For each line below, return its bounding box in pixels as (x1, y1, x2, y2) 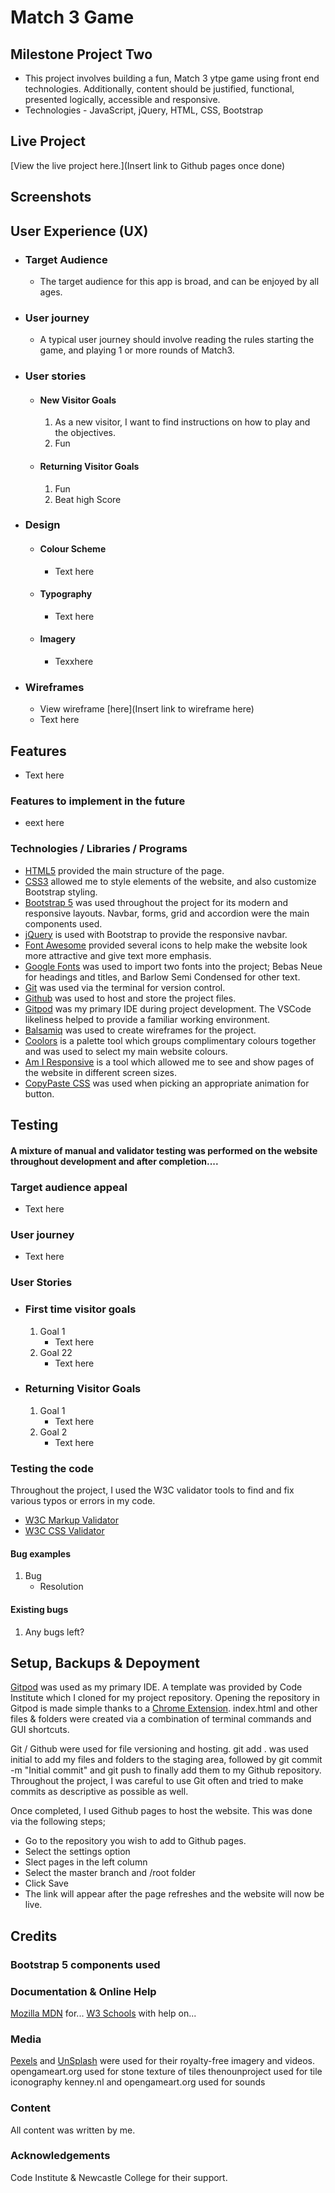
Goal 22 (39, 1346, 73, 1358)
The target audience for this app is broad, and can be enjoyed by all (39, 275, 320, 287)
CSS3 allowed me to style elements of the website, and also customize (24, 875, 317, 887)
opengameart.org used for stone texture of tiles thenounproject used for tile (10, 2066, 323, 2078)
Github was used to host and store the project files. (24, 992, 237, 1004)
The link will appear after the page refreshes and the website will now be (24, 1888, 325, 1900)
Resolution (39, 1581, 84, 1593)
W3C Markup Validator (24, 1514, 120, 1526)
